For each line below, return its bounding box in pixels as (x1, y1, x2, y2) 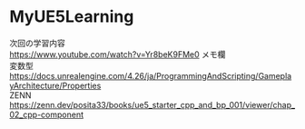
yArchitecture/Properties (9, 80, 102, 91)
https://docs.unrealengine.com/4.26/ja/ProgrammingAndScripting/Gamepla (9, 70, 292, 81)
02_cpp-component (9, 109, 84, 120)
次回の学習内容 (9, 37, 65, 48)
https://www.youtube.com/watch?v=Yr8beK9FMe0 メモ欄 (9, 48, 226, 60)
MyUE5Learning (9, 6, 134, 27)
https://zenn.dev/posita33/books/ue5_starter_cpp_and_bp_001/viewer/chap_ (9, 99, 296, 110)
